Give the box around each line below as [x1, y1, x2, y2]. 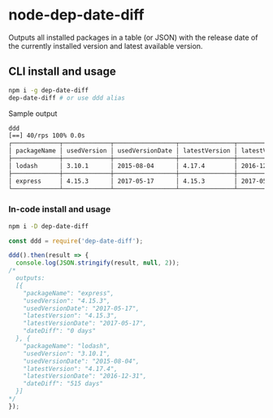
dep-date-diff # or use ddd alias [8, 93, 126, 102]
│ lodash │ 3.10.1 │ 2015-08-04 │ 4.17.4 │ [8, 162, 238, 170]
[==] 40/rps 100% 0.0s [8, 131, 85, 140]
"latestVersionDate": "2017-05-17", [23, 319, 148, 328]
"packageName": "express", [23, 289, 115, 297]
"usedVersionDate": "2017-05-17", [23, 304, 140, 312]
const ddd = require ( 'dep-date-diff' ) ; [8, 237, 144, 245]
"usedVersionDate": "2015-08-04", [23, 357, 140, 365]
